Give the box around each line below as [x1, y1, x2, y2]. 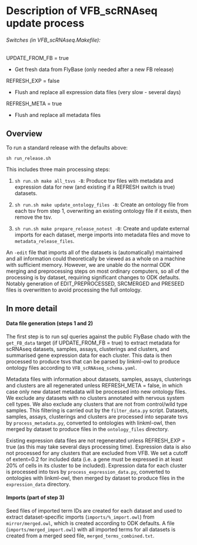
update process [6, 16, 85, 30]
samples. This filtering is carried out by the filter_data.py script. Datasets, [6, 407, 189, 414]
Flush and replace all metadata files [14, 112, 101, 119]
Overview [6, 128, 43, 139]
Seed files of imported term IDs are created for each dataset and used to [6, 507, 182, 514]
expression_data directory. [6, 480, 71, 487]
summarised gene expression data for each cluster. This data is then [6, 352, 172, 359]
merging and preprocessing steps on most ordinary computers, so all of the [6, 268, 189, 275]
